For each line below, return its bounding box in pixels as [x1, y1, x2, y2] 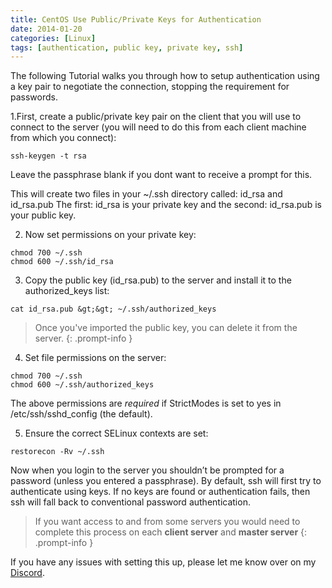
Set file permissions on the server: [24, 352, 167, 364]
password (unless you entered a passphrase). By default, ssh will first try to [10, 475, 322, 487]
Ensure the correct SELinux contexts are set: [24, 427, 209, 440]
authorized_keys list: [24, 285, 110, 297]
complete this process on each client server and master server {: [34, 526, 308, 538]
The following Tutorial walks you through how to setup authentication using [10, 70, 320, 82]
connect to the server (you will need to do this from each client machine [10, 121, 307, 133]
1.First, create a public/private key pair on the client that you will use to [10, 111, 302, 123]
